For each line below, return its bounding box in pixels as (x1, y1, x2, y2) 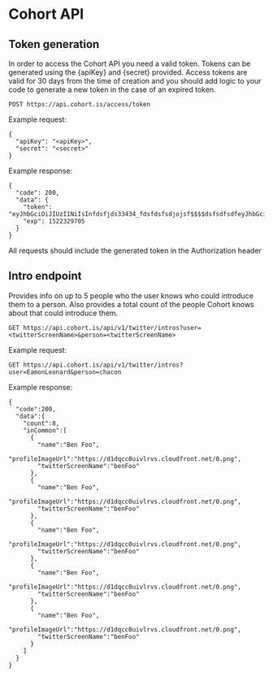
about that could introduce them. (8, 308, 119, 318)
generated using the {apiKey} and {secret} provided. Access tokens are (8, 67, 248, 77)
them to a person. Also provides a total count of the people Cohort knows (8, 299, 254, 309)
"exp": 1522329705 (23, 217, 85, 225)
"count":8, (23, 419, 60, 427)
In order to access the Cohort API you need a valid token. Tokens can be (8, 59, 251, 68)
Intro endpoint (8, 269, 82, 283)
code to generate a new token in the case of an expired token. (8, 85, 217, 94)
